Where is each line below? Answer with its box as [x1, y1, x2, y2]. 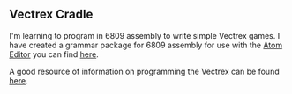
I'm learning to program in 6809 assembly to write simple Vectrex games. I [9, 30, 281, 40]
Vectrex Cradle [9, 7, 94, 22]
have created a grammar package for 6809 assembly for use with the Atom [9, 40, 283, 50]
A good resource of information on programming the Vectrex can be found [9, 66, 280, 76]
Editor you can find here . [9, 48, 99, 60]
